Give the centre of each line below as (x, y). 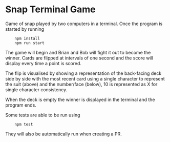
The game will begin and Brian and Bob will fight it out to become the (78, 52)
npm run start (29, 43)
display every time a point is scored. (44, 63)
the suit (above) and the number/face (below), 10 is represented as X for (81, 84)
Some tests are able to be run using (43, 115)
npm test (24, 124)
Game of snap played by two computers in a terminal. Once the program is (84, 24)
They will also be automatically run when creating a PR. (63, 134)
